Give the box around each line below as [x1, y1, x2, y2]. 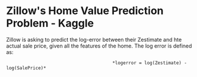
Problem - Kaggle [6, 16, 94, 30]
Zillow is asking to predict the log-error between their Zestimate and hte [6, 36, 182, 43]
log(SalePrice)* [6, 65, 46, 71]
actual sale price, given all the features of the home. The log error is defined [6, 42, 192, 49]
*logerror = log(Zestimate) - [112, 60, 187, 66]
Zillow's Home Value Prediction [6, 4, 164, 18]
